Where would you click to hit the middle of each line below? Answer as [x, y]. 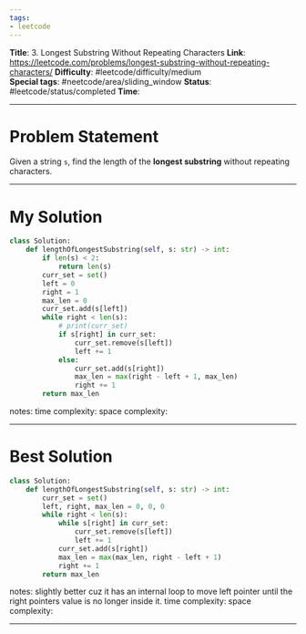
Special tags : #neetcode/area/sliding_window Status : [111, 81]
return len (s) [85, 266]
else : [68, 360]
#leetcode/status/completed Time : [75, 91]
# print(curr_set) [93, 326]
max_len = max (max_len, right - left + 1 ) [140, 557]
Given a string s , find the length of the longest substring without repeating [149, 161]
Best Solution [61, 457]
